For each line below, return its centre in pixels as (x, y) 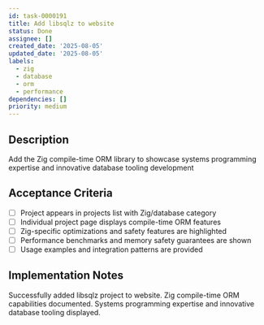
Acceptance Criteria (61, 193)
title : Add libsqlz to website (61, 24)
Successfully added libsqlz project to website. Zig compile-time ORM (124, 295)
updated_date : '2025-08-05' (56, 54)
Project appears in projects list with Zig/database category (118, 213)
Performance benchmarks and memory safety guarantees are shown (136, 240)
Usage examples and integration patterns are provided (111, 249)
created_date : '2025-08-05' (56, 46)
